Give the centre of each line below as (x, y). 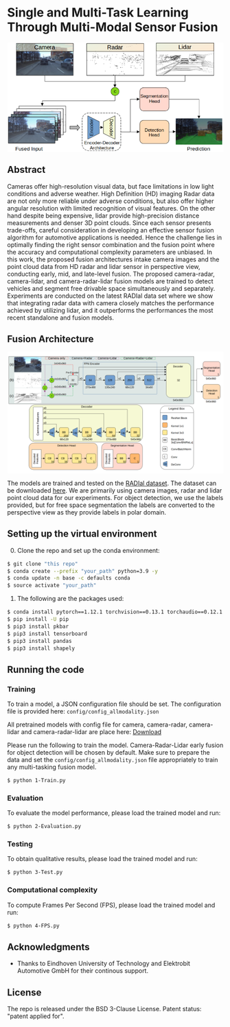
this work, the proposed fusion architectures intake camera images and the (113, 259)
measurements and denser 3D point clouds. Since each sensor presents (109, 223)
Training (21, 689)
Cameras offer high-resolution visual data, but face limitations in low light (111, 186)
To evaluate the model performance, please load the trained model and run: (114, 813)
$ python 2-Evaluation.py (44, 827)
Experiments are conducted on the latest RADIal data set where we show (110, 296)
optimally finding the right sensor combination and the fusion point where (111, 244)
